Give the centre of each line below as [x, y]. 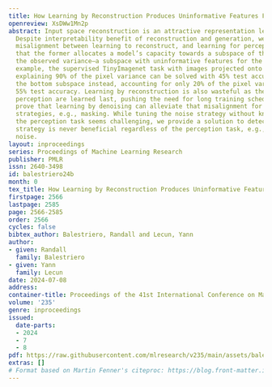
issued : [21, 317]
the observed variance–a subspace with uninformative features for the [139, 62]
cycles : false [32, 227]
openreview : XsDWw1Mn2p [49, 24]
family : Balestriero [50, 257]
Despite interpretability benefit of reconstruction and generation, [135, 39]
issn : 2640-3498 [36, 167]
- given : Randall [38, 250]
